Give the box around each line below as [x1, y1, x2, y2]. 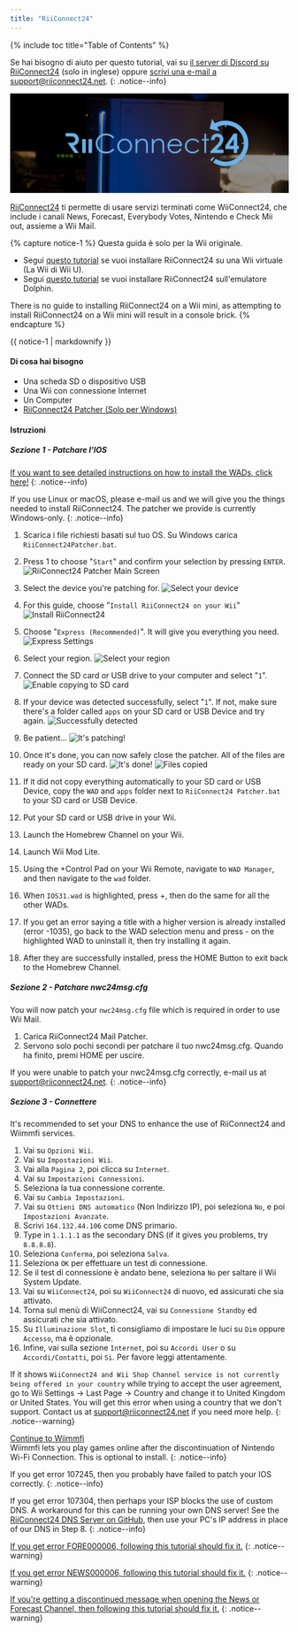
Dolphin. [22, 283, 54, 294]
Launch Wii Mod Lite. [22, 846, 101, 857]
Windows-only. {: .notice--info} [10, 512, 125, 523]
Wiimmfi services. [10, 1128, 76, 1138]
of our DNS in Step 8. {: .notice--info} [10, 1524, 147, 1535]
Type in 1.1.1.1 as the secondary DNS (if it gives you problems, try [22, 1230, 269, 1240]
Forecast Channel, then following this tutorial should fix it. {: [10, 1604, 228, 1614]
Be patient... [22, 732, 67, 743]
